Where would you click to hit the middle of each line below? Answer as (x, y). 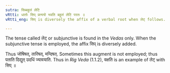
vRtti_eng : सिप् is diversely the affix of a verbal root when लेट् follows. (86, 19)
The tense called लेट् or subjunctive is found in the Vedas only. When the (81, 38)
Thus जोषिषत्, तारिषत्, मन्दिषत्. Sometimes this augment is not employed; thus (81, 54)
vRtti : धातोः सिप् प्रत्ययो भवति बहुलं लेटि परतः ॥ (45, 15)
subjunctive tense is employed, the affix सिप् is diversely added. (71, 44)
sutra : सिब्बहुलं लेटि (22, 10)
